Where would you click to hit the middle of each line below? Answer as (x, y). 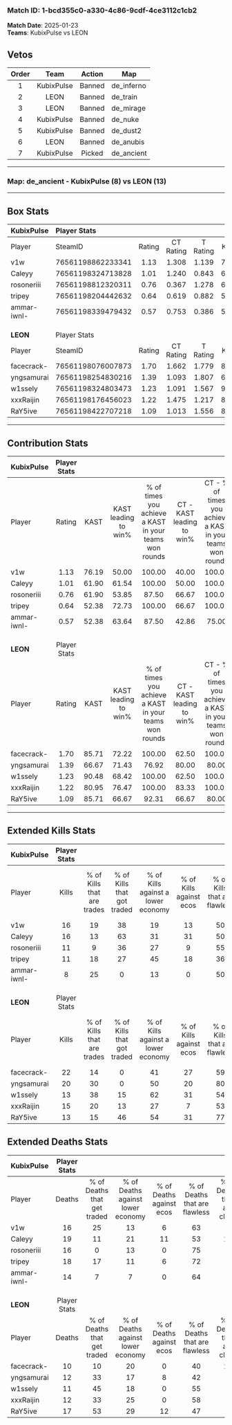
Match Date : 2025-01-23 (43, 26)
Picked (92, 153)
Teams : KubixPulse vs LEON (48, 33)
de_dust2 (127, 131)
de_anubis (128, 142)
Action (92, 74)
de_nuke (125, 120)
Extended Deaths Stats (58, 1142)
